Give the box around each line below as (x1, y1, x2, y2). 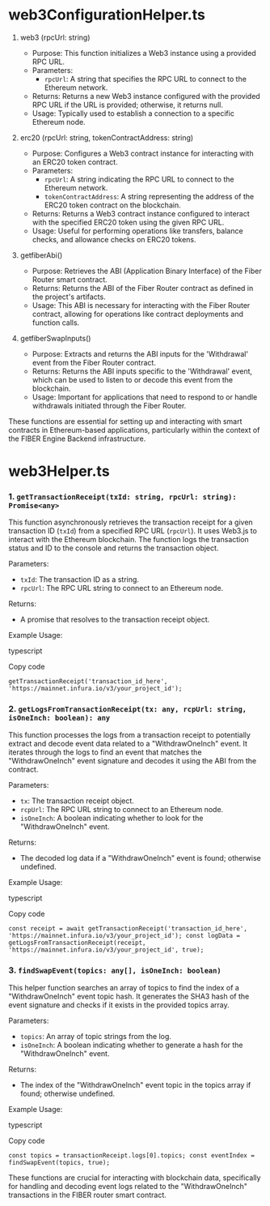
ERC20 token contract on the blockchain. (44, 200, 181, 210)
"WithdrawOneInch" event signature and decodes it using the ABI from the (8, 755, 257, 765)
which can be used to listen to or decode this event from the (32, 374, 233, 384)
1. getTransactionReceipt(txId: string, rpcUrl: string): (8, 491, 237, 502)
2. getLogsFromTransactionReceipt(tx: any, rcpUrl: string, (8, 703, 247, 715)
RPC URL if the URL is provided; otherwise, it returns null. (32, 100, 224, 109)
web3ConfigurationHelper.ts (8, 6, 206, 24)
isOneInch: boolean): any (8, 713, 111, 723)
